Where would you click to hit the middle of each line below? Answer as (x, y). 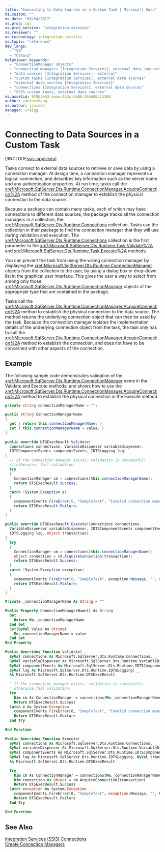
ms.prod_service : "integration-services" (48, 28)
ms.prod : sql (18, 23)
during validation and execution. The (42, 235)
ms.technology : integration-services (44, 37)
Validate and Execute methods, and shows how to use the (64, 386)
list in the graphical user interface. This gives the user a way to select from (81, 276)
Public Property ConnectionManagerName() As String (59, 611)
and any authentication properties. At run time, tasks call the (66, 184)
